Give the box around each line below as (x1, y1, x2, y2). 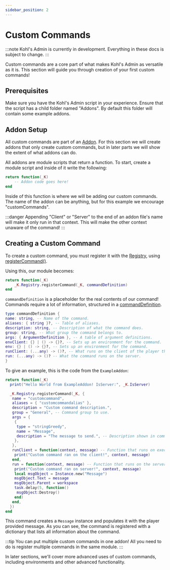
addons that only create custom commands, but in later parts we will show (5, 144, 160, 150)
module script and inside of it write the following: (5, 165, 107, 171)
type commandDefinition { (5, 311, 60, 316)
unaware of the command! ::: (5, 224, 66, 230)
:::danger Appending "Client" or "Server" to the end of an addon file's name (5, 214, 163, 220)
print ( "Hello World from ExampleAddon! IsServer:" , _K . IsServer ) (10, 382, 151, 387)
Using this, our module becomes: (5, 268, 74, 274)
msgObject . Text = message (14, 476, 69, 481)
